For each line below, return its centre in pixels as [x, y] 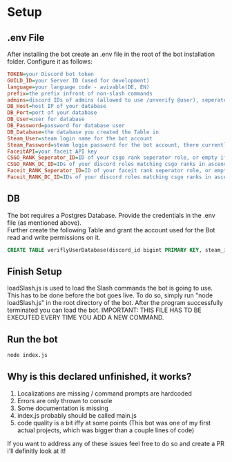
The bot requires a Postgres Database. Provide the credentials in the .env [111, 215]
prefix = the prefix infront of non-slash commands [80, 93]
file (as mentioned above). [44, 223]
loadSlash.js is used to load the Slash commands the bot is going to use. [110, 288]
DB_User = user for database [46, 119]
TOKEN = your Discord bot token [51, 74]
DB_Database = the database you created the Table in [83, 132]
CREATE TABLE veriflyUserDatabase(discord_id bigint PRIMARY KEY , [105, 250]
